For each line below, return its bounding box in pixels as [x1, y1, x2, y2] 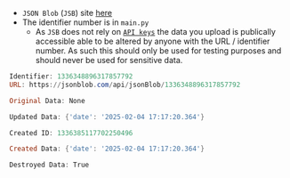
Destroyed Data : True [9, 160, 90, 170]
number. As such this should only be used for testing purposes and [35, 45, 282, 56]
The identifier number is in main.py [21, 17, 149, 28]
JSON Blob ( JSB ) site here [21, 8, 113, 18]
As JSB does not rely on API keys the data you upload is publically [35, 27, 276, 36]
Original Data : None [9, 96, 86, 105]
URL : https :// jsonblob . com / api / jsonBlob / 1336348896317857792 [9, 80, 241, 89]
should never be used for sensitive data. [35, 55, 183, 65]
